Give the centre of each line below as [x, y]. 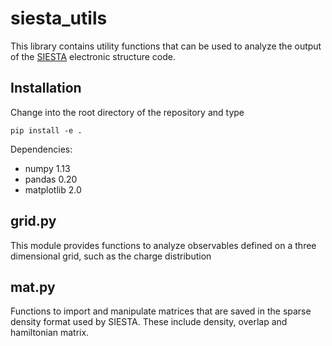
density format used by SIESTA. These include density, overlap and [149, 322]
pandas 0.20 [51, 179]
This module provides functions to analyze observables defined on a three [163, 245]
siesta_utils [59, 18]
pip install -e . [46, 130]
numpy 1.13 [47, 168]
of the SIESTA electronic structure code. [93, 56]
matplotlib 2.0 [53, 189]
